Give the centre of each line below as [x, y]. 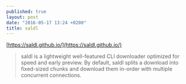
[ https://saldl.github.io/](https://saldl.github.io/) [64, 45]
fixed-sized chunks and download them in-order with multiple [97, 69]
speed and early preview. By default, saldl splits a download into [100, 63]
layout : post [22, 17]
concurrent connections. [51, 75]
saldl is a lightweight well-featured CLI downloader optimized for [100, 56]
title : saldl [22, 28]
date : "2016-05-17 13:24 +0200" [46, 22]
